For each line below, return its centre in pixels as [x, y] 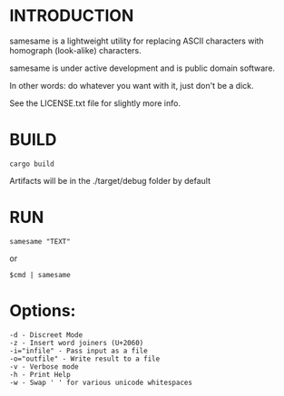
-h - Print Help [40, 374]
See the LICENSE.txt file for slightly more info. [95, 103]
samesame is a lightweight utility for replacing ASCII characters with [137, 41]
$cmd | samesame [40, 275]
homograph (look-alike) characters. [76, 50]
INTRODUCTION [72, 16]
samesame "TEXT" [40, 241]
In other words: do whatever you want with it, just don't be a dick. [132, 85]
